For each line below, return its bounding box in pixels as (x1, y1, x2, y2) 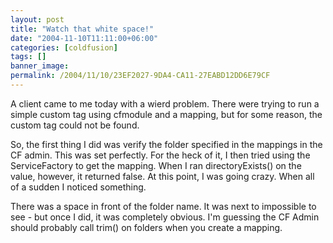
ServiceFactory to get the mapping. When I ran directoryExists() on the (10, 159, 302, 171)
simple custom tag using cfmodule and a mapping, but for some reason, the (10, 108, 323, 120)
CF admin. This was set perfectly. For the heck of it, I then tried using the (10, 149, 311, 161)
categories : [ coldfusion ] (10, 42, 118, 53)
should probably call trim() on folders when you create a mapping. (10, 221, 283, 233)
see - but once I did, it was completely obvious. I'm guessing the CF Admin (10, 211, 320, 223)
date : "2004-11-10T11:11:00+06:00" (10, 33, 159, 43)
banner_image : (10, 61, 70, 71)
